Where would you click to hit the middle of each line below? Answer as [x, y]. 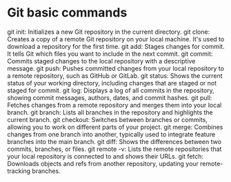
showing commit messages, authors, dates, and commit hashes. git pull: [110, 97]
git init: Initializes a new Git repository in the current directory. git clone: [109, 32]
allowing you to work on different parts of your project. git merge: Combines [115, 127]
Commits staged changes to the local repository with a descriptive [101, 61]
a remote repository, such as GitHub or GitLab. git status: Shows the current [115, 75]
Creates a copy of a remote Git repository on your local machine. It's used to [116, 39]
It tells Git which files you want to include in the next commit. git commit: [110, 54]
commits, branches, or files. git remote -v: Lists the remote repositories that [114, 149]
